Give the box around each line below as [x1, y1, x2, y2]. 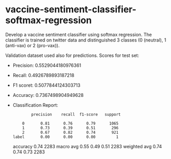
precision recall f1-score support [31, 112, 121, 117]
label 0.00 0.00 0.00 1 [12, 134, 119, 140]
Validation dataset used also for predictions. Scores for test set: [5, 52, 139, 58]
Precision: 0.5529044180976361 [12, 62, 81, 68]
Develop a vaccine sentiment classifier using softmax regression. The [5, 31, 152, 37]
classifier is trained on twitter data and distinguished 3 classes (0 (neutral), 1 [5, 37, 166, 43]
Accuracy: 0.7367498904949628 [12, 92, 84, 98]
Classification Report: [12, 102, 58, 108]
